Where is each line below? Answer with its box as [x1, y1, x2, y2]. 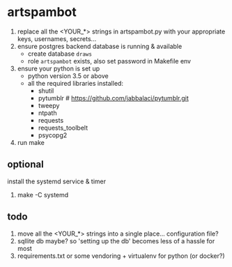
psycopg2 [38, 130, 68, 139]
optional [7, 158, 44, 171]
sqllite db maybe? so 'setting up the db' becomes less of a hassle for [17, 236, 215, 245]
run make [17, 138, 45, 146]
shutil [38, 86, 54, 95]
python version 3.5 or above [27, 71, 109, 80]
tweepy [38, 101, 60, 109]
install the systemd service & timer [7, 177, 107, 185]
